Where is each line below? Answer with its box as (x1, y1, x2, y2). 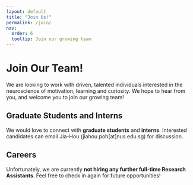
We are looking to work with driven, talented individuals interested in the (6, 81, 183, 88)
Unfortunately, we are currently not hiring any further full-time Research (6, 165, 186, 173)
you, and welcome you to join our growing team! (6, 93, 124, 100)
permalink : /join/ (6, 20, 52, 25)
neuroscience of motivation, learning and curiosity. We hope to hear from (6, 87, 186, 95)
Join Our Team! (6, 61, 83, 75)
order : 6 (11, 31, 33, 37)
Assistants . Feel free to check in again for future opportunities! (6, 172, 161, 179)
